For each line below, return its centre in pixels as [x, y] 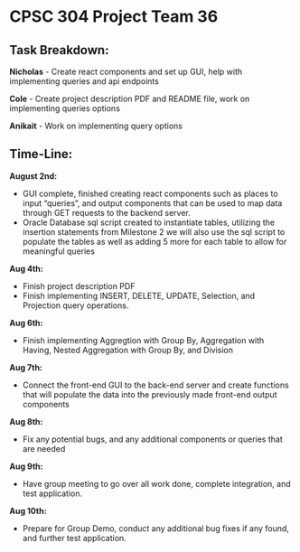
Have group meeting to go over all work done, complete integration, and [156, 483]
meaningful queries [58, 251]
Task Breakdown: [59, 50]
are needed [44, 448]
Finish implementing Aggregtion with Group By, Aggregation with [143, 340]
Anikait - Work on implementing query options [96, 126]
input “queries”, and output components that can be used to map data [152, 203]
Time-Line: [41, 154]
